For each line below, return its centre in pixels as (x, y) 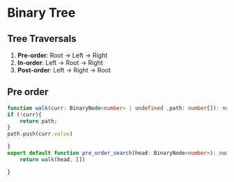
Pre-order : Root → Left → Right (62, 55)
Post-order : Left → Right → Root (64, 70)
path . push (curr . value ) (40, 134)
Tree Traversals (42, 39)
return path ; (39, 121)
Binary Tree (41, 13)
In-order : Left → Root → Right (60, 63)
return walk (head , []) (53, 159)
